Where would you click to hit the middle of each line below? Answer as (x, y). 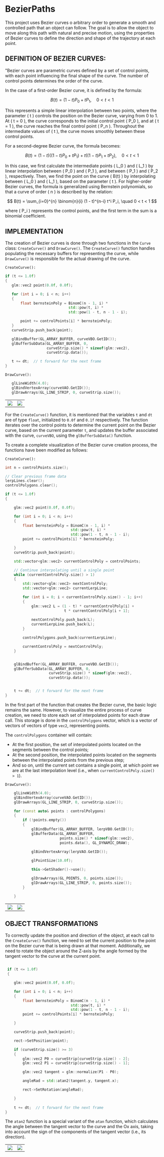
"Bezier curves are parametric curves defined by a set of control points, (77, 70)
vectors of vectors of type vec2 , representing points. (58, 725)
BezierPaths (30, 9)
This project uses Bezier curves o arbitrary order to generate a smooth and (81, 22)
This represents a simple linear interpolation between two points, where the (81, 110)
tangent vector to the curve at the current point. (53, 956)
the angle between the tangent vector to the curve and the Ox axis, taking (79, 1127)
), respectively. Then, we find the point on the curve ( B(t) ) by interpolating (81, 176)
